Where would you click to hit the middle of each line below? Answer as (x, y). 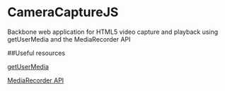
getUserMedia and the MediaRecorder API (69, 39)
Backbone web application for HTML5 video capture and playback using (113, 32)
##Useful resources (36, 53)
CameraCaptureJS (63, 12)
